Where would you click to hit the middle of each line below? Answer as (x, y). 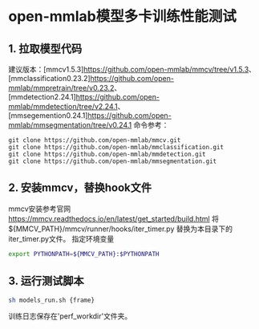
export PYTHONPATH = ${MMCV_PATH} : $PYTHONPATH (84, 254)
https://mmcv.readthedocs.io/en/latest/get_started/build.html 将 (113, 218)
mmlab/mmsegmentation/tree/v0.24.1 (70, 125)
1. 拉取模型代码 (45, 49)
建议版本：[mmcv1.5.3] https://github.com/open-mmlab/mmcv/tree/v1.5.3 (129, 69)
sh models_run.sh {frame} (51, 300)
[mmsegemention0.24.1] (48, 116)
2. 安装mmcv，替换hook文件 (80, 188)
